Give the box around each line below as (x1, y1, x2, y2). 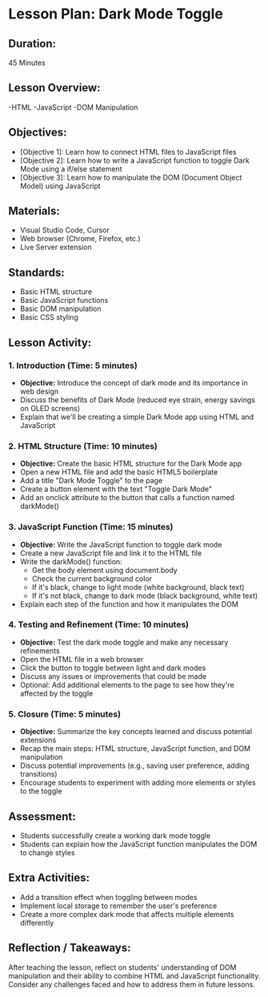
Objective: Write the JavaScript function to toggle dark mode (19, 539, 222, 549)
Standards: (8, 265, 66, 279)
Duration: (8, 37, 57, 50)
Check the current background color (31, 574, 153, 583)
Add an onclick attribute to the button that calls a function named (19, 493, 234, 503)
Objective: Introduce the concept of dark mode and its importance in (19, 377, 248, 387)
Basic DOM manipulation (19, 304, 102, 313)
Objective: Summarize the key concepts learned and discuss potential (19, 727, 253, 737)
